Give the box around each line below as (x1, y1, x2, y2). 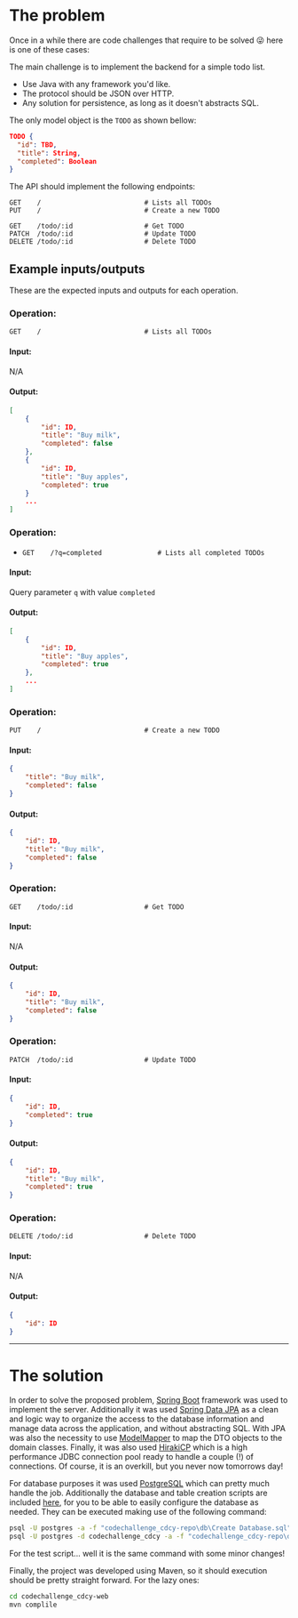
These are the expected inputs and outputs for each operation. (9, 286, 239, 296)
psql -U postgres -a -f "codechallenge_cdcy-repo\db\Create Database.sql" (9, 1524, 292, 1533)
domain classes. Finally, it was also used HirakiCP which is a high (9, 1442, 248, 1453)
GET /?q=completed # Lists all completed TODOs (21, 548, 265, 557)
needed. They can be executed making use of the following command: (9, 1507, 268, 1517)
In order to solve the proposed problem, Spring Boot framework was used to (9, 1395, 288, 1405)
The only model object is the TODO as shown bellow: (9, 115, 197, 125)
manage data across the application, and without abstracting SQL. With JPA (9, 1423, 286, 1434)
